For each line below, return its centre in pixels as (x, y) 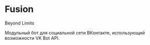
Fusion (19, 9)
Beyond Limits (20, 23)
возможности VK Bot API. (32, 38)
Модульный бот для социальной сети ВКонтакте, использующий (75, 32)
